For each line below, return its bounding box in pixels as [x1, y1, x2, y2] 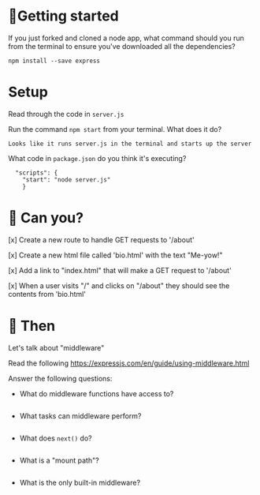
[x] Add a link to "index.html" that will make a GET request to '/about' [8, 265, 232, 275]
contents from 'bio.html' [8, 289, 87, 298]
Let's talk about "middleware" [8, 343, 105, 352]
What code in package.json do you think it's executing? [8, 153, 187, 163]
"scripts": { [15, 169, 58, 177]
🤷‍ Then [8, 317, 56, 335]
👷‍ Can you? [8, 209, 84, 227]
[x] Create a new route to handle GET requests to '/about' [8, 234, 195, 244]
